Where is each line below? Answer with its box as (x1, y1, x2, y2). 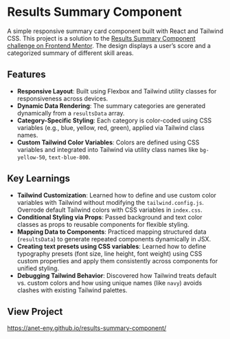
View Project (7, 305, 63, 317)
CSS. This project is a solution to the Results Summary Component (7, 34, 196, 42)
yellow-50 (16, 154, 46, 161)
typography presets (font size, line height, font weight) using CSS (16, 249, 203, 258)
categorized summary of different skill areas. (7, 49, 134, 57)
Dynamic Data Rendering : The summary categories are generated (16, 101, 206, 110)
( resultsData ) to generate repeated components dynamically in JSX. (16, 234, 211, 243)
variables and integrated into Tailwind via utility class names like (16, 145, 198, 153)
